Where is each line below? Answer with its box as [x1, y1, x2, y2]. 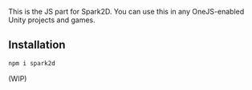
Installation [8, 38, 66, 52]
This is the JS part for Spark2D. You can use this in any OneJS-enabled [8, 7, 245, 16]
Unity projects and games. [8, 15, 96, 25]
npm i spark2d [8, 59, 56, 67]
